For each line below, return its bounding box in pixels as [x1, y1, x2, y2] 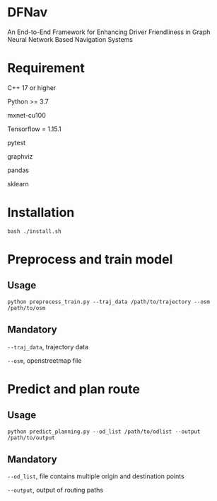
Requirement [7, 60, 85, 77]
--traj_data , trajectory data [7, 342, 89, 351]
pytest [7, 138, 26, 147]
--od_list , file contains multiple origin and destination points [7, 472, 185, 480]
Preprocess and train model [7, 252, 173, 267]
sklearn [7, 179, 30, 188]
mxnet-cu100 [7, 111, 46, 119]
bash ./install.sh [7, 227, 61, 235]
